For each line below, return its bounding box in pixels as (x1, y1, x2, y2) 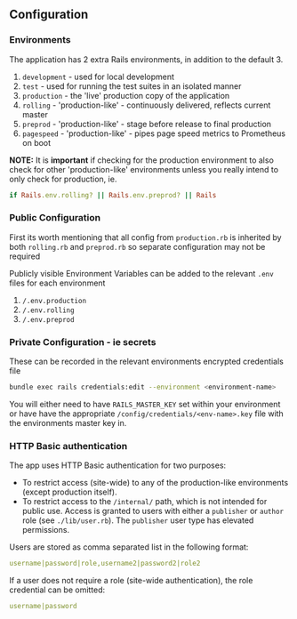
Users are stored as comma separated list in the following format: (9, 542, 249, 552)
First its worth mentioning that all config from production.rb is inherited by (9, 231, 282, 243)
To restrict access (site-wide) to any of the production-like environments (21, 478, 289, 488)
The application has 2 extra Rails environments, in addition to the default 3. (9, 53, 284, 65)
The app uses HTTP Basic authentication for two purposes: (9, 460, 227, 470)
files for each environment (9, 277, 106, 288)
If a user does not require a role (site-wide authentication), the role (9, 575, 253, 586)
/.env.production (21, 296, 87, 305)
